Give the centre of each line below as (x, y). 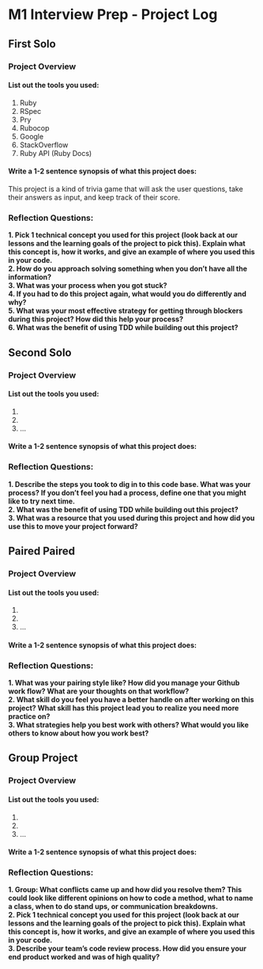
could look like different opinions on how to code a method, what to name (131, 898)
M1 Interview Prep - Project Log (113, 15)
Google (32, 136)
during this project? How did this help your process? (96, 319)
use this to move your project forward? (73, 526)
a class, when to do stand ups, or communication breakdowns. (113, 906)
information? (30, 277)
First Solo (32, 44)
